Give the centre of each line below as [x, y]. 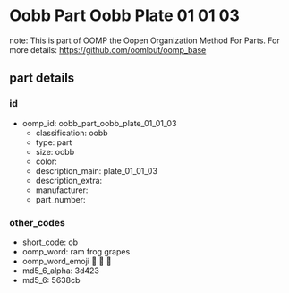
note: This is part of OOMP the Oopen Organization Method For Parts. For [144, 40]
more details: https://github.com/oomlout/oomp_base [108, 49]
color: [47, 161]
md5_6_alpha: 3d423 [61, 271]
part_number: [60, 199]
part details [42, 78]
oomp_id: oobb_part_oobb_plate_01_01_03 [99, 123]
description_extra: [69, 180]
